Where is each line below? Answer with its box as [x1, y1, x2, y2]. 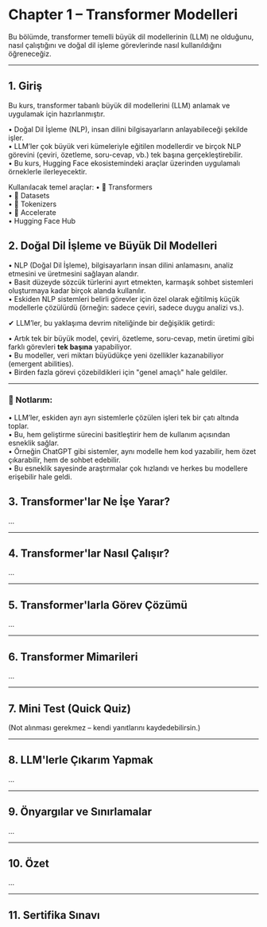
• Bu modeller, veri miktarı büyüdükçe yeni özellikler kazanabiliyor [8, 350, 224, 360]
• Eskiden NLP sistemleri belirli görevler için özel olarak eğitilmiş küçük [8, 294, 240, 303]
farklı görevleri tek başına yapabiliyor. [8, 342, 133, 351]
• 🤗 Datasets [8, 190, 50, 200]
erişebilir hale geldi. [8, 471, 73, 481]
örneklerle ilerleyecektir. [8, 166, 87, 176]
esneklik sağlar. [8, 438, 60, 448]
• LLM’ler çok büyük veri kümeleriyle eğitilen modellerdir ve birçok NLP [8, 141, 242, 151]
